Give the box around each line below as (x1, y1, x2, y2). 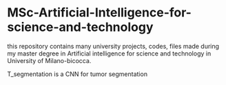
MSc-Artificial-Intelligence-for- (7, 5, 192, 21)
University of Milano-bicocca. (7, 56, 92, 64)
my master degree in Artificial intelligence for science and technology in (7, 49, 212, 58)
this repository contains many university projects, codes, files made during (7, 42, 219, 50)
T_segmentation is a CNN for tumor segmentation (7, 70, 148, 78)
